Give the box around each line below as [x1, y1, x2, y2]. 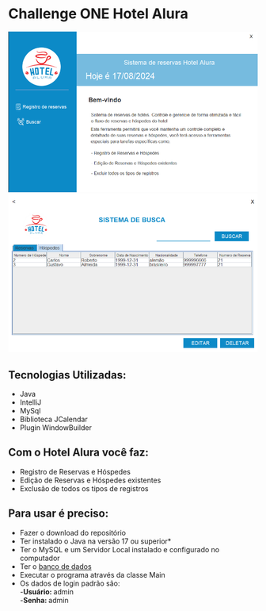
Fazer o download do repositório [19, 528, 127, 537]
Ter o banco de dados [19, 561, 93, 571]
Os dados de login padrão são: [19, 578, 120, 588]
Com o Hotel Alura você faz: [8, 446, 149, 459]
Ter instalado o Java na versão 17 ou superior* [19, 536, 172, 546]
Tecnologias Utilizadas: [8, 368, 127, 382]
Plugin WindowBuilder [19, 423, 93, 432]
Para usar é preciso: [8, 507, 109, 521]
